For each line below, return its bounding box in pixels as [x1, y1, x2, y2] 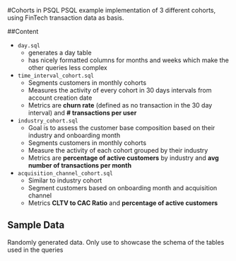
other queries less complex [28, 64, 107, 71]
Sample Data [7, 219, 65, 231]
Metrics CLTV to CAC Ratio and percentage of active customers [28, 199, 218, 207]
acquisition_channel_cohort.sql [17, 170, 113, 177]
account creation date [28, 93, 93, 102]
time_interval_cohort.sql [17, 72, 94, 79]
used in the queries [7, 245, 64, 254]
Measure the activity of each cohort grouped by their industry [28, 146, 208, 154]
